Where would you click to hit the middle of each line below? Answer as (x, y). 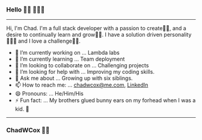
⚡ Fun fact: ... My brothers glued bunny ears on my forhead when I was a (105, 100)
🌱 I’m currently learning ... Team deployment (70, 59)
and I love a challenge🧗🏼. (49, 41)
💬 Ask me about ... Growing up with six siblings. (74, 78)
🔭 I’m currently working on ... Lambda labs (67, 53)
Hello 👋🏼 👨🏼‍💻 (26, 10)
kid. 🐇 (22, 109)
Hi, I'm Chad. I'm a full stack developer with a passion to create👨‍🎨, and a (96, 28)
